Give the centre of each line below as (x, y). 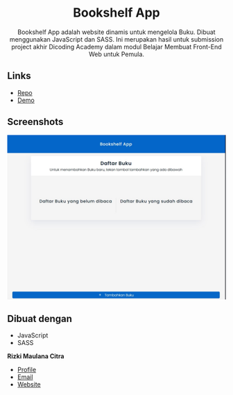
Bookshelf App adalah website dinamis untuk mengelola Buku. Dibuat (116, 32)
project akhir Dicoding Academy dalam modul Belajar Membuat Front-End (116, 47)
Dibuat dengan (40, 318)
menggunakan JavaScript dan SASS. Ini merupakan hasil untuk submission (116, 39)
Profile (27, 370)
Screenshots (35, 122)
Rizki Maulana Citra (36, 356)
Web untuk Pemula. (116, 54)
